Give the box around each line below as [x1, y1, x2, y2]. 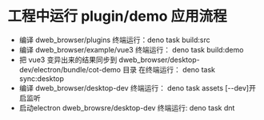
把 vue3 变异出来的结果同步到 [18, 55, 118, 64]
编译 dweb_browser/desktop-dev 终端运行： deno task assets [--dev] [18, 83, 250, 92]
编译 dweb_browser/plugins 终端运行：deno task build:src [18, 35, 211, 45]
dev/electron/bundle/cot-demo [18, 64, 122, 74]
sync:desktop [18, 73, 65, 83]
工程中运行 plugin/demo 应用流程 [7, 7, 227, 25]
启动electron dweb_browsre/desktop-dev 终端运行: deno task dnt [18, 103, 235, 112]
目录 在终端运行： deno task [122, 64, 215, 74]
